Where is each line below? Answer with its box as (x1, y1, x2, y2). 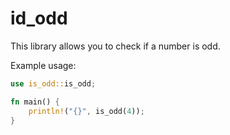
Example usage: (10, 59, 77, 71)
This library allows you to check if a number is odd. (10, 40, 221, 52)
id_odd (10, 7, 68, 30)
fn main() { (10, 97, 60, 107)
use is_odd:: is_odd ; (10, 78, 97, 89)
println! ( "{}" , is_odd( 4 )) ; (28, 106, 145, 116)
